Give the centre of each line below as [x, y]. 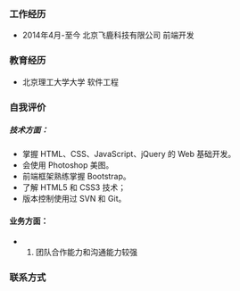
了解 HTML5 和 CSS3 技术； [74, 187]
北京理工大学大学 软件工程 [70, 81]
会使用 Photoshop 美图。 [68, 165]
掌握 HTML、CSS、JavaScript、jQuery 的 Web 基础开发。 [129, 154]
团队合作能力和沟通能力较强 [87, 252]
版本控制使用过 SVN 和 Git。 [74, 199]
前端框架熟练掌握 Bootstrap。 [76, 177]
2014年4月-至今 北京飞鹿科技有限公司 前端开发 [108, 35]
